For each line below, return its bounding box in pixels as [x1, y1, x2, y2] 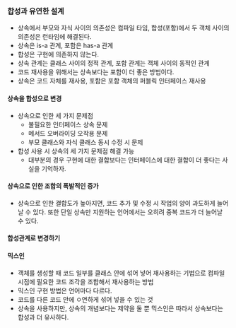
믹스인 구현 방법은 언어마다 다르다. [17, 286, 112, 295]
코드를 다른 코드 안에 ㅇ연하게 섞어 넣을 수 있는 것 [17, 295, 153, 303]
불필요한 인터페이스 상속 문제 [28, 120, 108, 129]
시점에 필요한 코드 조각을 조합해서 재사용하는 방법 [17, 277, 154, 286]
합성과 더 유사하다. [17, 312, 69, 321]
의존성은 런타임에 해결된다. [17, 33, 92, 41]
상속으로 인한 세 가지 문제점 [17, 111, 94, 119]
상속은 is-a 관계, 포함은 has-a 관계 [17, 41, 114, 50]
